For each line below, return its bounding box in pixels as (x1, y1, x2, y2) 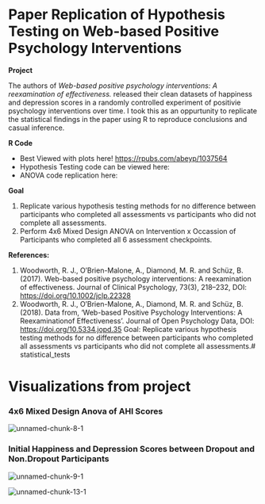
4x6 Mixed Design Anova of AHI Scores (8, 406, 163, 417)
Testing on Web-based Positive (8, 22, 220, 40)
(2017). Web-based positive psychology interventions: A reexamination (19, 273, 252, 283)
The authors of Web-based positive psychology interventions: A (8, 81, 218, 90)
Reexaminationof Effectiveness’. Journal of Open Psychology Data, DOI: (19, 315, 255, 326)
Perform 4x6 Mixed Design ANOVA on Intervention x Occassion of (19, 226, 236, 235)
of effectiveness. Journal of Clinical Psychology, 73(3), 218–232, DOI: (19, 282, 248, 292)
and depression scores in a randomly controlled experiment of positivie (8, 97, 241, 107)
